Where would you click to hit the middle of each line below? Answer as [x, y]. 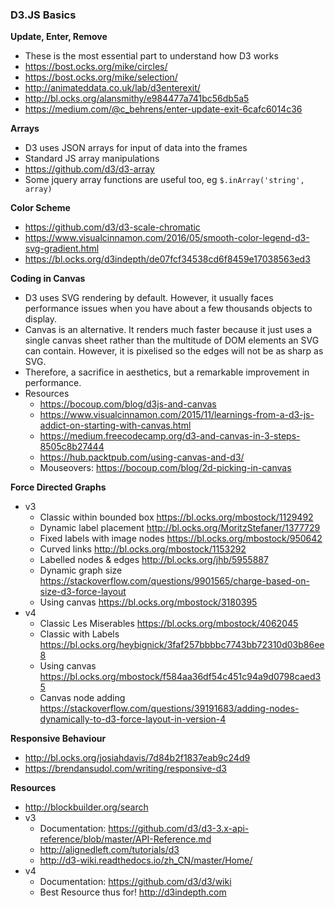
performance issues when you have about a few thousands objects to [168, 309]
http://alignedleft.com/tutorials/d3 [109, 850]
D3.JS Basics [43, 15]
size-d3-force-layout [83, 592]
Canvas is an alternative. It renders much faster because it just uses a [168, 330]
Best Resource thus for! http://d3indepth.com [133, 892]
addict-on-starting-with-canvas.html [115, 425]
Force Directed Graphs [58, 487]
